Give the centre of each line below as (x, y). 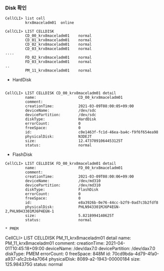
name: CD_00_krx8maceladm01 (74, 98)
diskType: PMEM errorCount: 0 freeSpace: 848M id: (58, 254)
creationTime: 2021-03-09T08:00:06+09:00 (80, 177)
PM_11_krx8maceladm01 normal (58, 70)
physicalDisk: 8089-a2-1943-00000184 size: (95, 259)
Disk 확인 (16, 7)
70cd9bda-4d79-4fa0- (136, 254)
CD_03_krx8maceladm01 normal (58, 49)
